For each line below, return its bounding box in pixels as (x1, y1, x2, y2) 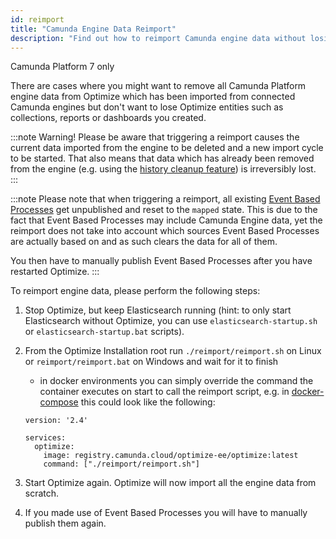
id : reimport (10, 14, 65, 25)
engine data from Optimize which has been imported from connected (10, 91, 296, 103)
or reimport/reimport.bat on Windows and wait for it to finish (24, 356, 279, 368)
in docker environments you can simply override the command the (39, 375, 314, 387)
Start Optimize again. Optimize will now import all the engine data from (24, 477, 317, 489)
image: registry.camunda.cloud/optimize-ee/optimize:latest (43, 451, 299, 461)
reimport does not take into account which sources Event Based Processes (10, 225, 320, 237)
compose (39, 396, 79, 408)
